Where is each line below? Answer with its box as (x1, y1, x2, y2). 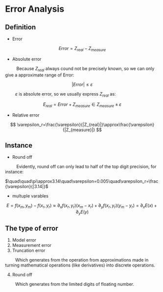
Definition (5, 23, 36, 31)
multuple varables (12, 193, 49, 199)
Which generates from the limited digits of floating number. (15, 281, 135, 287)
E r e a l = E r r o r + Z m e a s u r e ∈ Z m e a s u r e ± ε (43, 101, 121, 109)
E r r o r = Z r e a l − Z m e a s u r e (58, 46, 106, 52)
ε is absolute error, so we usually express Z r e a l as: (15, 91, 116, 98)
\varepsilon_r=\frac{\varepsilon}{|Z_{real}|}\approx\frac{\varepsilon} (17, 122, 155, 128)
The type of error (5, 224, 58, 232)
